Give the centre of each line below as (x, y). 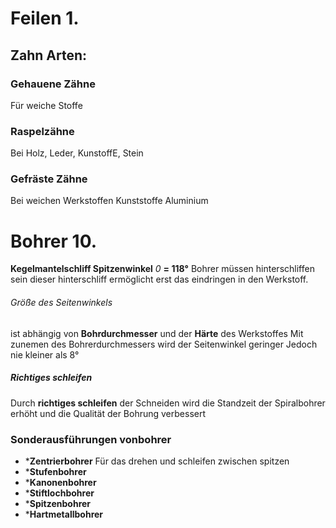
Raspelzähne (42, 131)
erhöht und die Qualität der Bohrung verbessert (108, 413)
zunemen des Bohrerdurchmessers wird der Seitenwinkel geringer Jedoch (164, 344)
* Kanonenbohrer (60, 482)
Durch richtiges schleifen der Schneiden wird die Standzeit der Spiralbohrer (168, 403)
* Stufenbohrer (55, 471)
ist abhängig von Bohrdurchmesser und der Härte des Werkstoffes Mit (157, 333)
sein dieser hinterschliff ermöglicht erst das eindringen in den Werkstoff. (159, 279)
